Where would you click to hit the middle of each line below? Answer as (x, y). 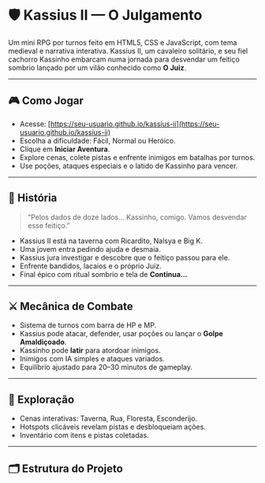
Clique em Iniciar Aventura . (65, 149)
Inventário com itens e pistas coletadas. (84, 436)
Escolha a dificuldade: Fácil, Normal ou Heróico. (97, 140)
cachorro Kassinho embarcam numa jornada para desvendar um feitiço (124, 59)
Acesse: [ (35, 124)
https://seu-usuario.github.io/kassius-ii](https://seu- (135, 124)
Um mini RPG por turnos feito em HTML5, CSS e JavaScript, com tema (123, 42)
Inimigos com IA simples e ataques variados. (92, 359)
